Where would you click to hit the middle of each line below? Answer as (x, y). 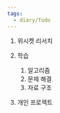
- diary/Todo (32, 20)
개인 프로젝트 (35, 102)
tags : (15, 14)
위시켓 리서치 (35, 41)
